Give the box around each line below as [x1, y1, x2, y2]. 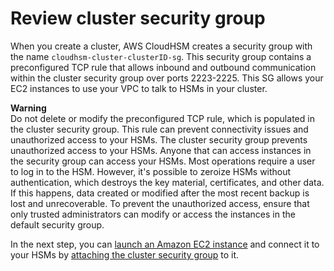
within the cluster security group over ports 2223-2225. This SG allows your [10, 72, 324, 84]
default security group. [10, 218, 105, 231]
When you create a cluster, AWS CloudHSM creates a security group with [10, 40, 313, 52]
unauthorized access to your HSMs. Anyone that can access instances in [10, 144, 312, 156]
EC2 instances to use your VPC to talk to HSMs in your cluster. [10, 82, 268, 94]
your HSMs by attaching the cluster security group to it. [10, 248, 240, 261]
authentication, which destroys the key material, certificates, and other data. [10, 176, 325, 188]
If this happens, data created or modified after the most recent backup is [10, 187, 310, 199]
